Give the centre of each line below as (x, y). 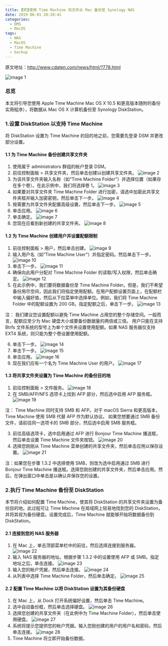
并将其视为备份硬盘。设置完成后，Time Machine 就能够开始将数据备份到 (80, 514)
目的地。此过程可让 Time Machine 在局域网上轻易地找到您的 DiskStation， (86, 508)
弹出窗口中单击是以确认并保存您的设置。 (60, 476)
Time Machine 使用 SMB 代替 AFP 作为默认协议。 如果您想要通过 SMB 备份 (83, 416)
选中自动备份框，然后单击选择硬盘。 (50, 607)
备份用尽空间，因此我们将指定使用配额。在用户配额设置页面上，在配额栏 (87, 291)
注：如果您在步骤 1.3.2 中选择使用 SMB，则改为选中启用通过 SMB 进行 (78, 463)
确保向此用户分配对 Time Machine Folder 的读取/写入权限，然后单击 (82, 272)
